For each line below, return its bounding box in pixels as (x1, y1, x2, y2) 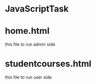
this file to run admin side (5, 42, 55, 47)
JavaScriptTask (5, 3, 69, 14)
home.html (5, 26, 50, 37)
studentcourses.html (5, 58, 92, 70)
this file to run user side (5, 74, 52, 80)
